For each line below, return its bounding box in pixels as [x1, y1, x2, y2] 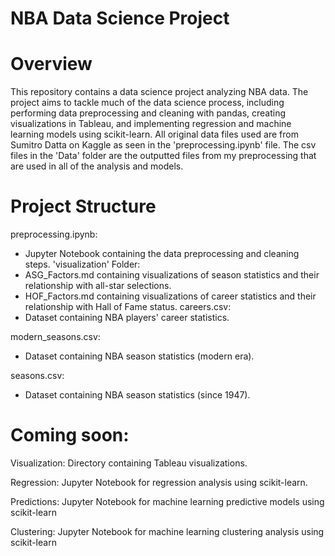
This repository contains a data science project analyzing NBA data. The [10, 86, 309, 98]
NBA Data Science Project [10, 7, 230, 30]
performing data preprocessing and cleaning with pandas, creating [10, 107, 287, 119]
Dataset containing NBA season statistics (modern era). [24, 350, 255, 362]
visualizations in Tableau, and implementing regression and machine [10, 118, 292, 130]
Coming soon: [10, 424, 130, 447]
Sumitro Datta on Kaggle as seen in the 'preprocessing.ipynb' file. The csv [10, 139, 317, 151]
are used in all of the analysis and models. [10, 160, 184, 172]
